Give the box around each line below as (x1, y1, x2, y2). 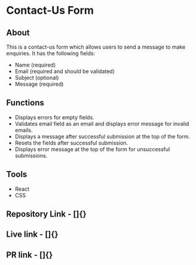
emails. (14, 127, 33, 134)
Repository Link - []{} (6, 209, 87, 219)
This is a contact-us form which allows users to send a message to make (6, 43, 186, 50)
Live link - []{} (6, 229, 59, 240)
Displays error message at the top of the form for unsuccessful (14, 145, 170, 153)
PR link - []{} (6, 249, 53, 260)
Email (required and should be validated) (14, 68, 115, 75)
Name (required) (14, 61, 56, 68)
